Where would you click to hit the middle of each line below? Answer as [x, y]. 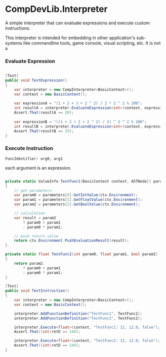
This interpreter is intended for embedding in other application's [70, 38]
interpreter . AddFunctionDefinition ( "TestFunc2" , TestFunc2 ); [78, 318]
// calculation [30, 213]
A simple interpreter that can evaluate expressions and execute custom [78, 23]
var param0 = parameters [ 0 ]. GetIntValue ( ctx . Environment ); [76, 195]
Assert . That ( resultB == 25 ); [44, 131]
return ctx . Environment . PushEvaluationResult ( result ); [72, 241]
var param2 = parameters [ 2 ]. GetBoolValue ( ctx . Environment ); [77, 204]
